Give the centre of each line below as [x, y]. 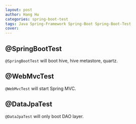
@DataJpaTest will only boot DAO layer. [44, 116]
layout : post [19, 10]
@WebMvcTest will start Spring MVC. [41, 88]
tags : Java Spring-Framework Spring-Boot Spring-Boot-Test [68, 24]
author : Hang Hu [22, 14]
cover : [12, 28]
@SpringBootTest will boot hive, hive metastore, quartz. [61, 60]
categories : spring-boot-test [37, 19]
